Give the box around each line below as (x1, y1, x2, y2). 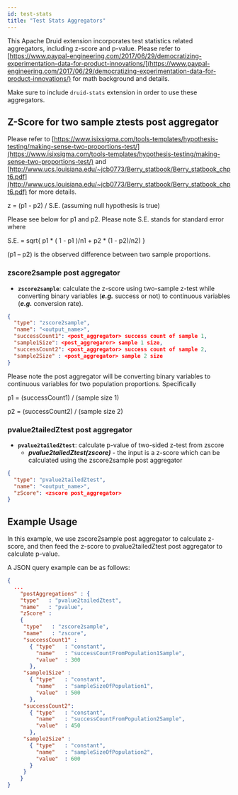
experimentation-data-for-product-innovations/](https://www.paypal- (7, 59, 210, 67)
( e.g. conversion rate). (17, 299, 84, 307)
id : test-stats (7, 10, 52, 18)
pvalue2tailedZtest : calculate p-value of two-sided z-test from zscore (17, 441, 225, 449)
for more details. (28, 187, 76, 196)
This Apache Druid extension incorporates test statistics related (7, 36, 193, 45)
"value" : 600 (35, 755, 81, 762)
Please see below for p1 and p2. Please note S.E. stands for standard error (7, 215, 225, 224)
